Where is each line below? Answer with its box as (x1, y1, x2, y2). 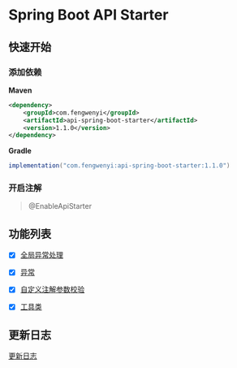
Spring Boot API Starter (8, 6, 169, 24)
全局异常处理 (19, 250, 63, 260)
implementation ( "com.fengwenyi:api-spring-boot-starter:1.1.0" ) (8, 162, 231, 170)
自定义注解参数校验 (19, 284, 85, 294)
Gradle (8, 146, 32, 156)
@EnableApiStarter (28, 201, 92, 211)
